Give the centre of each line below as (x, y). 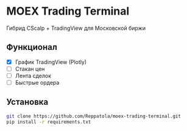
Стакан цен (30, 69)
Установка (27, 102)
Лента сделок (33, 76)
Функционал (32, 47)
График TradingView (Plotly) (51, 62)
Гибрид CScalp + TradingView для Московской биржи (76, 28)
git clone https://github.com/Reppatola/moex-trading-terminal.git (94, 116)
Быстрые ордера (37, 82)
